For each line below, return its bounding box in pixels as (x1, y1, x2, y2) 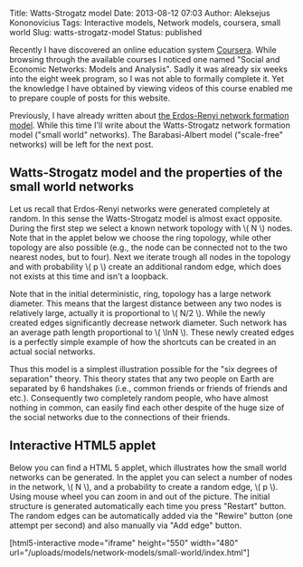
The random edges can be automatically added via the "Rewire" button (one (9, 510, 293, 521)
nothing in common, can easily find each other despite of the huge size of (9, 402, 285, 413)
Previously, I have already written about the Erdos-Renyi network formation (9, 111, 289, 120)
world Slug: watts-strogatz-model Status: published (9, 27, 203, 37)
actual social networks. (9, 346, 96, 357)
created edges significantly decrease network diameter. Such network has (9, 317, 288, 328)
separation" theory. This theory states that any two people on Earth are (9, 373, 274, 384)
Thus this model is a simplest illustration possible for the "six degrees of (9, 363, 278, 374)
